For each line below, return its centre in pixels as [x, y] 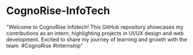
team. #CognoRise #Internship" [45, 46]
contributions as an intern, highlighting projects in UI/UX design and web [95, 33]
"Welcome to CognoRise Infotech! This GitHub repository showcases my [95, 27]
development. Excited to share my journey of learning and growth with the [97, 39]
